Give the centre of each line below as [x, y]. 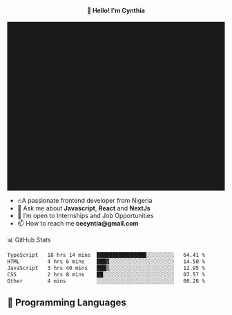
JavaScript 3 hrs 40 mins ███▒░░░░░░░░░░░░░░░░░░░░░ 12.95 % [106, 268]
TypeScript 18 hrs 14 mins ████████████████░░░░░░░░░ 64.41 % [106, 255]
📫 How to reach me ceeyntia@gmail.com [78, 224]
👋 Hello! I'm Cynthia [116, 10]
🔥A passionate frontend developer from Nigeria [85, 201]
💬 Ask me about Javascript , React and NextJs [84, 208]
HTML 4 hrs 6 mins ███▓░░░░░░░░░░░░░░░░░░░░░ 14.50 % [106, 262]
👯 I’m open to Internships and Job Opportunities [85, 216]
